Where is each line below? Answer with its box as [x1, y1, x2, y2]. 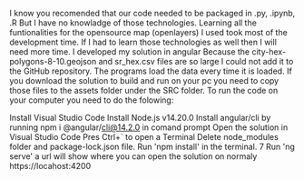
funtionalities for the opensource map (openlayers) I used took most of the [9, 27, 288, 37]
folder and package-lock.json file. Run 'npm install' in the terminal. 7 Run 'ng [9, 141, 295, 152]
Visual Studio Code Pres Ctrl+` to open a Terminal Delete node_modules [9, 132, 279, 142]
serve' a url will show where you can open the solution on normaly [9, 151, 258, 162]
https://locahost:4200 [9, 161, 92, 171]
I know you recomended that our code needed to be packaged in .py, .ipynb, [9, 8, 296, 18]
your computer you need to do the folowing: [9, 95, 174, 105]
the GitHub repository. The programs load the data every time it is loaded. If [9, 65, 292, 76]
